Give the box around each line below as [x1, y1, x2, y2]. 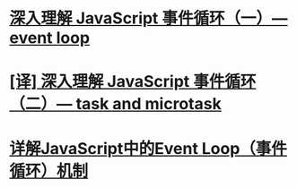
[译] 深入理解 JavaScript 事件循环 [9, 72, 257, 92]
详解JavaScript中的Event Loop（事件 [9, 138, 287, 158]
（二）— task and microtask [9, 94, 222, 115]
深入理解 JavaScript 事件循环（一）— [9, 8, 289, 29]
